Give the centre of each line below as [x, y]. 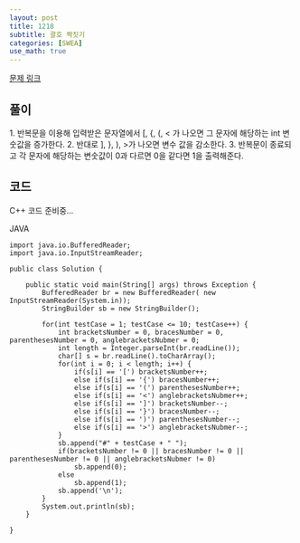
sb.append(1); [100, 482]
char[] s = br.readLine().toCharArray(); [137, 356]
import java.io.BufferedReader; [70, 245]
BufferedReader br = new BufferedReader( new [129, 292]
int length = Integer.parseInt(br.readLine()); [149, 348]
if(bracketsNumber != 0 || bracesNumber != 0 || [151, 451]
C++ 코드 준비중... [42, 210]
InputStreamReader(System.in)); [70, 300]
